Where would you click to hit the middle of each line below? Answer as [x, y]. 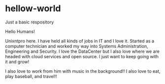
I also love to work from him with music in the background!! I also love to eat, [83, 71]
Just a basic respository [30, 22]
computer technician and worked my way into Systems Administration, [77, 46]
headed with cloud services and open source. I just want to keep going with [82, 56]
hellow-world [33, 9]
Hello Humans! [20, 31]
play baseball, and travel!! [31, 76]
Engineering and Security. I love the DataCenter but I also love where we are [82, 51]
